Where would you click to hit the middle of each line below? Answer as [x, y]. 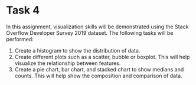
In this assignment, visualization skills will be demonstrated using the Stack [97, 27]
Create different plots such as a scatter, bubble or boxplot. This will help [102, 57]
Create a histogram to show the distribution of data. [77, 50]
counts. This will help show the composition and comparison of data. [98, 76]
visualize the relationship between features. [68, 63]
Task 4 [23, 10]
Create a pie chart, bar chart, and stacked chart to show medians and [99, 69]
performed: [20, 39]
